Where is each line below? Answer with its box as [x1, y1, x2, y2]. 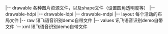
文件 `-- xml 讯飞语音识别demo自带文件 [5, 23, 88, 29]
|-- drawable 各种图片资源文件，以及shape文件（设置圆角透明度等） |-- [5, 5, 155, 10]
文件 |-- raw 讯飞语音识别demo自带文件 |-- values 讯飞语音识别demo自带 [9, 17, 163, 23]
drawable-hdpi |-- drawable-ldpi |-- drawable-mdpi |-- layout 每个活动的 [5, 11, 158, 17]
